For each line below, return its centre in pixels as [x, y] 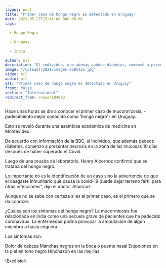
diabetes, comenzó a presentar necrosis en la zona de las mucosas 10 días [81, 146]
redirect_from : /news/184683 [35, 97]
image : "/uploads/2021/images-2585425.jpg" [51, 70]
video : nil [16, 74]
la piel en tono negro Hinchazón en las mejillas [52, 251]
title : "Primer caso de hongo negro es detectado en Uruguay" [70, 14]
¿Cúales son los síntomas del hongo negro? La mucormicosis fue [71, 211]
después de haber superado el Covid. [43, 152]
